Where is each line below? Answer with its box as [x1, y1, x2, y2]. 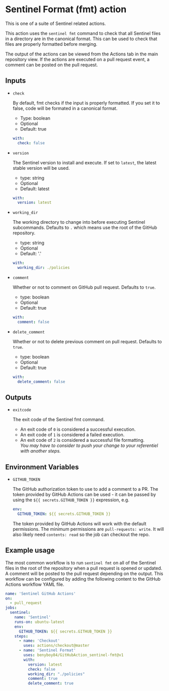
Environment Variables [5, 463, 79, 471]
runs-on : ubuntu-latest [14, 619, 65, 624]
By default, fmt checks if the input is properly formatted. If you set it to [12, 100, 160, 106]
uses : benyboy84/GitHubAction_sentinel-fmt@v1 [23, 652, 124, 658]
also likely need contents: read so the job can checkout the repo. [12, 531, 150, 537]
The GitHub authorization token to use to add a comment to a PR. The [12, 486, 158, 492]
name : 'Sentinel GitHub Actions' [5, 591, 76, 596]
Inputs [5, 76, 26, 85]
